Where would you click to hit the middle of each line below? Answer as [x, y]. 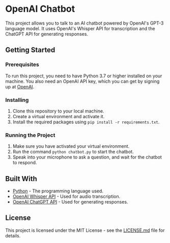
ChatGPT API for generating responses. [47, 34]
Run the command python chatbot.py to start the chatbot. [73, 152]
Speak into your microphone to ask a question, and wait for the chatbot [87, 157]
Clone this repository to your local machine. [58, 111]
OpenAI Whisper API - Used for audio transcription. [66, 196]
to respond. [25, 163]
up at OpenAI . [20, 86]
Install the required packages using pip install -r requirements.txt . [86, 122]
